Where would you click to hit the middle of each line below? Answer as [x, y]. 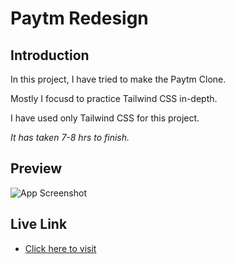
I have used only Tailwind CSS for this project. [105, 118]
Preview [36, 168]
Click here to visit [60, 248]
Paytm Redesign [79, 18]
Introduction [50, 55]
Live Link [39, 224]
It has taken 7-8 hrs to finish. [70, 137]
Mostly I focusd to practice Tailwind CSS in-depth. [114, 98]
